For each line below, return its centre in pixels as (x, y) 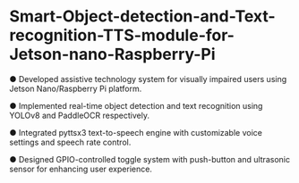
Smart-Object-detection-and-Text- (142, 17)
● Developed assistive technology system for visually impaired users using (148, 79)
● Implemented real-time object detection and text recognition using (136, 105)
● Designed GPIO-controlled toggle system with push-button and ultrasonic (150, 159)
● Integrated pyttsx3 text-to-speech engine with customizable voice (136, 132)
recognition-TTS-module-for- (122, 35)
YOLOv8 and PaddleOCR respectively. (80, 115)
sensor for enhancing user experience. (81, 169)
